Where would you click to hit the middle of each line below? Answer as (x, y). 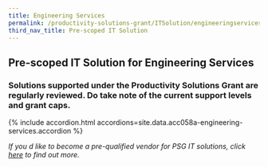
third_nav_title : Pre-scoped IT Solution (78, 30)
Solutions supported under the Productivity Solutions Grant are (134, 85)
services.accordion (40, 131)
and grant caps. (39, 105)
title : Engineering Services (57, 16)
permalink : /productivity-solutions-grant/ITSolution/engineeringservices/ (137, 23)
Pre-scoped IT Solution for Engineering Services (131, 62)
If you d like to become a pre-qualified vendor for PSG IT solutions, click (127, 146)
